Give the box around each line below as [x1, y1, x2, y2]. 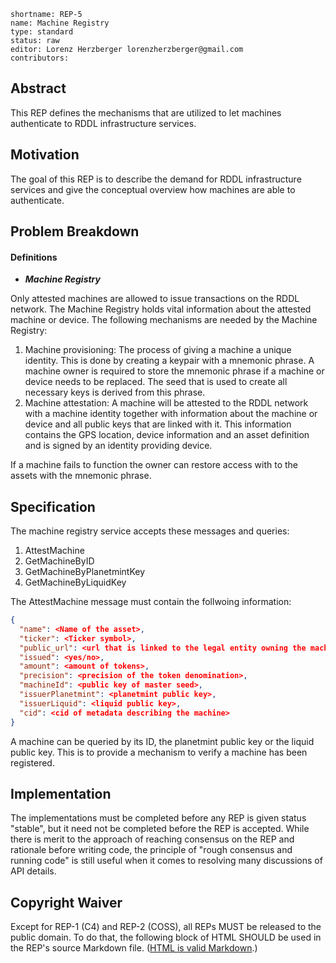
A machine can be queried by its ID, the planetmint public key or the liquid [10, 735, 315, 747]
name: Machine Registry [10, 18, 110, 28]
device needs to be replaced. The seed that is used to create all [24, 376, 288, 388]
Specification [10, 498, 96, 515]
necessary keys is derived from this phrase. [24, 386, 206, 399]
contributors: [10, 53, 70, 63]
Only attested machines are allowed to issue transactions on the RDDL [10, 293, 300, 305]
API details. [10, 865, 57, 877]
